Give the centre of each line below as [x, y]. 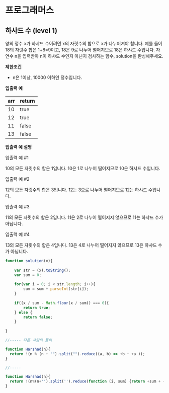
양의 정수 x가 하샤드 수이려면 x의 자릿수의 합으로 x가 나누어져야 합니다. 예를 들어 [84, 44]
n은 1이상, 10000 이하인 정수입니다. [47, 77]
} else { [23, 312]
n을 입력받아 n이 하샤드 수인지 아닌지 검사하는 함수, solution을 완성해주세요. [89, 56]
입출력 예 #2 [17, 179]
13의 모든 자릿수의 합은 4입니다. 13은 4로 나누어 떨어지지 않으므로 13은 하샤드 [81, 245]
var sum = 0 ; [28, 275]
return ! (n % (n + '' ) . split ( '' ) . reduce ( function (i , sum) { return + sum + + [88, 381]
